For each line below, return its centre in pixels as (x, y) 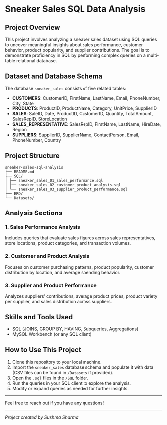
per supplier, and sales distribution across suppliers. (59, 301)
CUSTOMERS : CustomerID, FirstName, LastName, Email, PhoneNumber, (86, 98)
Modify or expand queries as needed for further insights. (71, 388)
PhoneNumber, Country (37, 140)
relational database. (37, 60)
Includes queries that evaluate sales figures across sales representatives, (80, 238)
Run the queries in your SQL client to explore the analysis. (72, 383)
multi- (153, 55)
